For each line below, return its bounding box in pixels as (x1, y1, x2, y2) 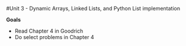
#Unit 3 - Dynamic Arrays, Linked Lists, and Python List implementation (6, 5, 181, 12)
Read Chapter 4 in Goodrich (14, 27, 84, 34)
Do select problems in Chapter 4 (14, 34, 94, 40)
